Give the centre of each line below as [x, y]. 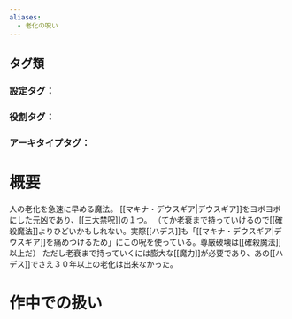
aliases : [25, 17]
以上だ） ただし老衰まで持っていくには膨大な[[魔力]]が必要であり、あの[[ [142, 253]
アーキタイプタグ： [50, 142]
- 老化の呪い [38, 26]
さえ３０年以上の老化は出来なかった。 [108, 264]
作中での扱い [56, 303]
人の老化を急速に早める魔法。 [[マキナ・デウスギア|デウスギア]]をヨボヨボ [145, 209]
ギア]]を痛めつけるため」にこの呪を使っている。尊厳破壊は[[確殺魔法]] [153, 242]
